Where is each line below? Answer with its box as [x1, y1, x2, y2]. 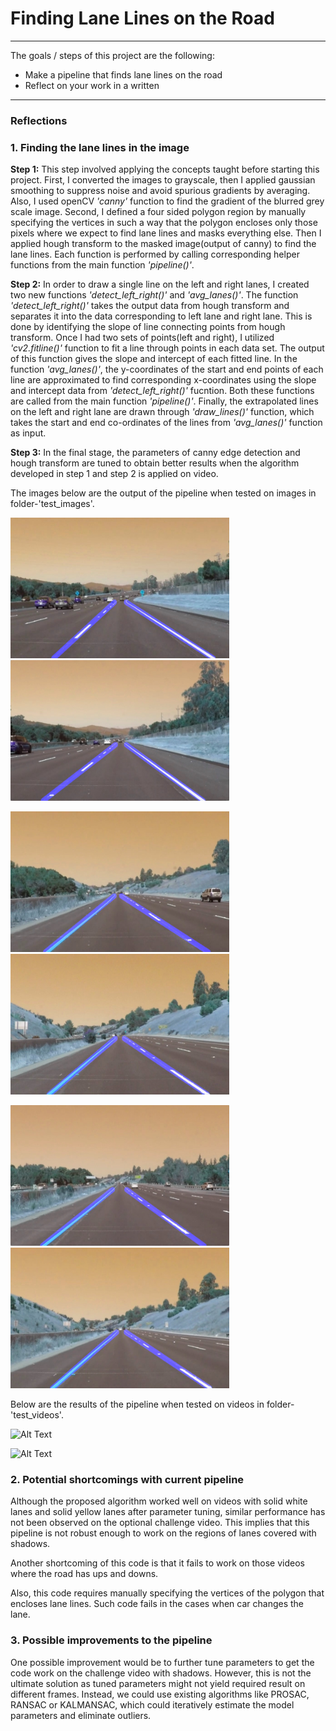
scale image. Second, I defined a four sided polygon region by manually [10, 206, 307, 218]
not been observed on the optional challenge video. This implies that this [10, 1517, 310, 1529]
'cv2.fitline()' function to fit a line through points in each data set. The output [10, 342, 325, 354]
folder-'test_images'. [10, 498, 95, 510]
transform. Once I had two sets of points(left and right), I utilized [10, 332, 275, 344]
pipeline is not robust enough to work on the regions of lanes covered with [10, 1527, 317, 1539]
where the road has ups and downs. [10, 1568, 159, 1580]
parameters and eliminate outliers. [10, 1709, 152, 1721]
